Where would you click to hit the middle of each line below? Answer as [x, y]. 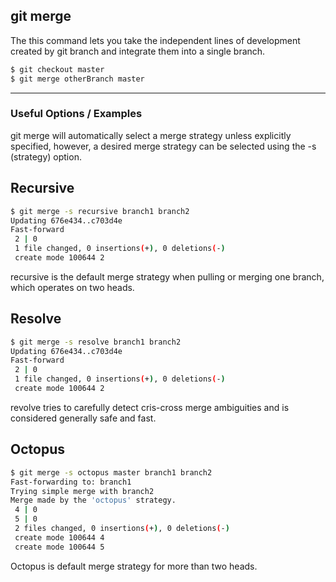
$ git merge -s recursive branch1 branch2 [100, 211]
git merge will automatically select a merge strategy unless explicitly [151, 135]
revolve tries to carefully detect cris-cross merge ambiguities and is [150, 407]
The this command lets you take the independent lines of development [155, 40]
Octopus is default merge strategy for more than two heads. [134, 566]
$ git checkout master [57, 69]
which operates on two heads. [72, 287]
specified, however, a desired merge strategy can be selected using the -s [163, 146]
